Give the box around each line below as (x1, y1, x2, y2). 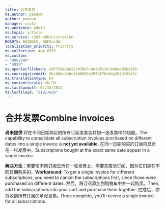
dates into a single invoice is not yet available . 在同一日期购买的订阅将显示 (5, 141, 156, 147)
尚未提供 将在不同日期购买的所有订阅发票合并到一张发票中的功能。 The (5, 130, 148, 136)
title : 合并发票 (5, 7, 35, 12)
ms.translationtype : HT (5, 76, 54, 81)
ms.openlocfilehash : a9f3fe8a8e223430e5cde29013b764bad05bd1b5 (5, 67, 137, 72)
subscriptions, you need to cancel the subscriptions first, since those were (5, 174, 156, 180)
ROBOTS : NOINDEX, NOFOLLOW (5, 39, 60, 44)
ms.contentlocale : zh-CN (5, 80, 56, 85)
